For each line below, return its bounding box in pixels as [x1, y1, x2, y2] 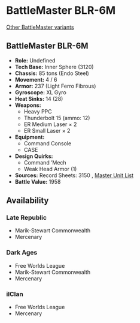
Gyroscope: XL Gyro [14, 88, 67, 96]
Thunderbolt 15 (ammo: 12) [23, 114, 90, 121]
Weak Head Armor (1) [23, 165, 77, 172]
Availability [6, 196, 49, 206]
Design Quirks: [14, 152, 53, 160]
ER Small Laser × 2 [23, 127, 71, 134]
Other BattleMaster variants [6, 23, 74, 31]
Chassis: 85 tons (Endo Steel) [14, 70, 90, 77]
